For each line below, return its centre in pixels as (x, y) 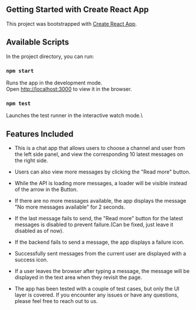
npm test (18, 103)
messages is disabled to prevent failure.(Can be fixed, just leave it (94, 224)
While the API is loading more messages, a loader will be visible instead (101, 183)
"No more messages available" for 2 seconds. (70, 207)
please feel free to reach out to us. (56, 301)
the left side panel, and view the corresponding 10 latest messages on (99, 154)
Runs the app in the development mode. (54, 83)
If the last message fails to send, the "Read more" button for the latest (99, 219)
